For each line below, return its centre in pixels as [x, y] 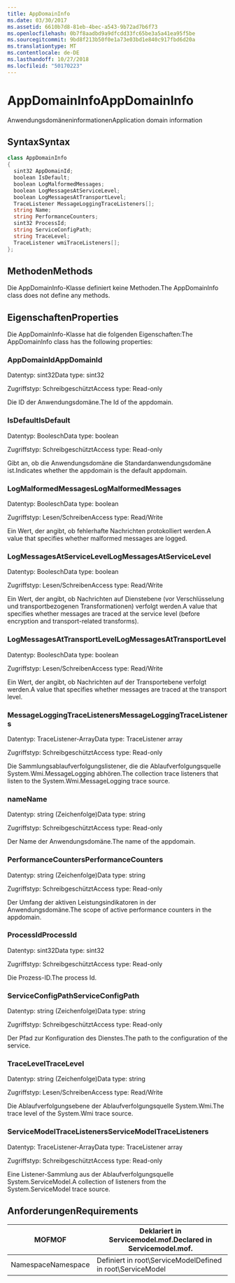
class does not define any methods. [59, 296]
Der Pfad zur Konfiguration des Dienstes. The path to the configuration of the [117, 1038]
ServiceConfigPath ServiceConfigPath [73, 996]
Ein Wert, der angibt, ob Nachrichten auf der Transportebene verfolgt [107, 682]
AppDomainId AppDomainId [55, 360]
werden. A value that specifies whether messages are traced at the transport [117, 689]
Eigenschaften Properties [63, 317]
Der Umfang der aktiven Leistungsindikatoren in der [82, 902]
